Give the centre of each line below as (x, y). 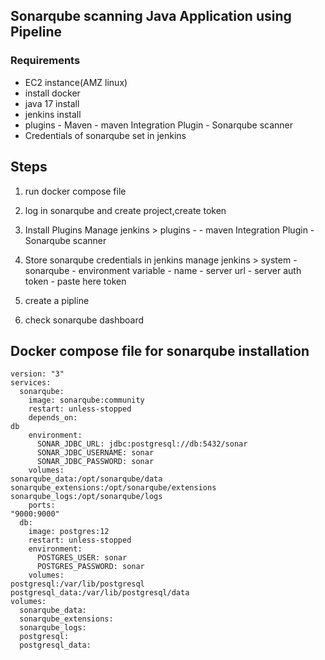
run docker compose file (75, 191)
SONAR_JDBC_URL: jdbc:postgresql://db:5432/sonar (142, 444)
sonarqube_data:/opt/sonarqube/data (86, 479)
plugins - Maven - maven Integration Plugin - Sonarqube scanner (159, 125)
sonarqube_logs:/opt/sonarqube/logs (86, 497)
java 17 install (52, 103)
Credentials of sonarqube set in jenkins (105, 135)
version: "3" (37, 374)
